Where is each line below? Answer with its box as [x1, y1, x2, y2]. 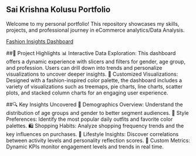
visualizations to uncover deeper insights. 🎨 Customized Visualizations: [6, 70, 178, 77]
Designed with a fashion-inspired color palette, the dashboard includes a [6, 76, 183, 84]
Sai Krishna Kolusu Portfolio [6, 5, 111, 15]
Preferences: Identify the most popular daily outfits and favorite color [6, 116, 173, 123]
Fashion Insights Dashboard [6, 38, 74, 45]
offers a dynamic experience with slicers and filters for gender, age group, [6, 58, 186, 65]
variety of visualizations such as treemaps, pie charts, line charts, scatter [6, 83, 183, 90]
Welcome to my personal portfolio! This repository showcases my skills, [6, 20, 180, 27]
